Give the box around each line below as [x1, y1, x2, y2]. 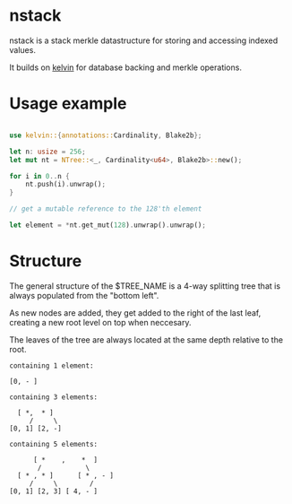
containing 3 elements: [9, 392, 99, 402]
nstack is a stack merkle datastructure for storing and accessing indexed [9, 35, 279, 46]
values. [9, 44, 36, 55]
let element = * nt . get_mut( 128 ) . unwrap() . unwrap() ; [9, 221, 206, 230]
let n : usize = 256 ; [9, 147, 87, 156]
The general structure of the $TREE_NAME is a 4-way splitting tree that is [9, 280, 280, 291]
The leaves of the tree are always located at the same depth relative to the [9, 334, 284, 345]
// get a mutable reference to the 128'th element [9, 204, 202, 213]
